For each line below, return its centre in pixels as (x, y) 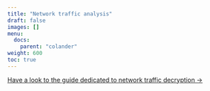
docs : (22, 40)
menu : (15, 34)
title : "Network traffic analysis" (60, 14)
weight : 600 (25, 54)
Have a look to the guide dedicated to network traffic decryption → (105, 80)
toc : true (22, 60)
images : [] (23, 27)
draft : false (27, 20)
